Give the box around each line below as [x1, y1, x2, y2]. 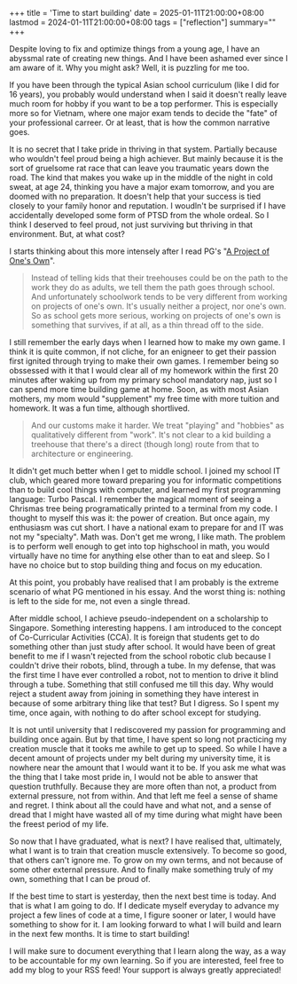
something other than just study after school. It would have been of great [9, 642, 277, 651]
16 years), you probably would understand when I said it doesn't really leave [9, 89, 287, 99]
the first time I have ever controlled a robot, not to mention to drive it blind [9, 670, 279, 680]
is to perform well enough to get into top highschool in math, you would [9, 541, 270, 551]
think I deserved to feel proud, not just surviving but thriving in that [9, 219, 254, 230]
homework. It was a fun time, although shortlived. [9, 403, 191, 413]
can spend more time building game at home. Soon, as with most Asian [9, 384, 269, 394]
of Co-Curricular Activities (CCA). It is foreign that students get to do [9, 632, 260, 642]
